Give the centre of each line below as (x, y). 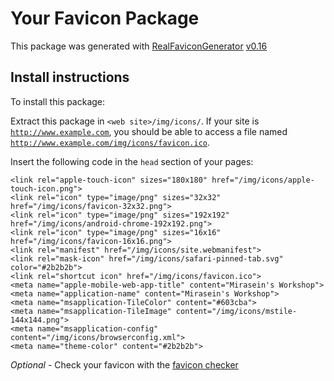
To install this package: (58, 101)
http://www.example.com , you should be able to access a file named (149, 131)
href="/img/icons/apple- (263, 180)
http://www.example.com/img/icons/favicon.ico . (110, 142)
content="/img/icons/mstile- (236, 311)
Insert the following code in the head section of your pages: (132, 161)
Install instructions (70, 77)
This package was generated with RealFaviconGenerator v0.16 (139, 46)
